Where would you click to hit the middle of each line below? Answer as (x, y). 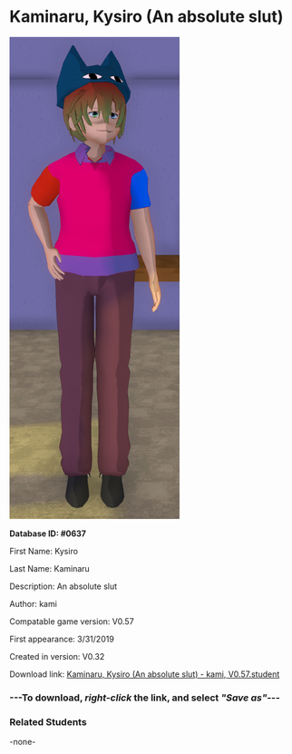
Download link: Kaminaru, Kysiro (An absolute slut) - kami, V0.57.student (145, 674)
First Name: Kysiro (44, 551)
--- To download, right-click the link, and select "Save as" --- (145, 698)
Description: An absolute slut (63, 586)
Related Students (49, 721)
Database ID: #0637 (48, 534)
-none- (23, 742)
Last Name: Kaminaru (50, 568)
